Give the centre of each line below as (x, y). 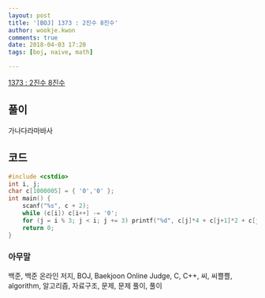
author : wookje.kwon (42, 30)
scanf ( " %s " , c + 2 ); (56, 206)
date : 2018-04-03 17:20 (47, 45)
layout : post (30, 15)
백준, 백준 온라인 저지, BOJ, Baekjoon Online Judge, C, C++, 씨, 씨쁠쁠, (120, 275)
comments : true (33, 38)
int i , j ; (24, 184)
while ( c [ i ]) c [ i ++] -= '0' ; (70, 213)
